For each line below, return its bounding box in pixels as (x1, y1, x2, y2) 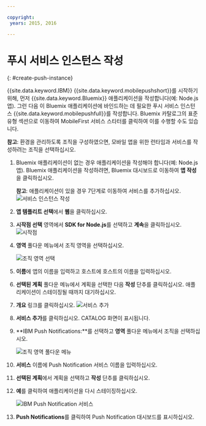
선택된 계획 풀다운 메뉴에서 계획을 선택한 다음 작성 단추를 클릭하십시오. (15, 281, 185, 288)
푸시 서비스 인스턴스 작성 (7, 53, 124, 67)
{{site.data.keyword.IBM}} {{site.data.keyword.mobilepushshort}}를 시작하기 (7, 87, 198, 94)
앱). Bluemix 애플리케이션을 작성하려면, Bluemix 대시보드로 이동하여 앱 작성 (15, 167, 197, 174)
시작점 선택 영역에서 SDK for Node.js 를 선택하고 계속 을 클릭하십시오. (15, 221, 182, 229)
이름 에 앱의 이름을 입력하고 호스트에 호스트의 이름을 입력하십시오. (15, 268, 172, 275)
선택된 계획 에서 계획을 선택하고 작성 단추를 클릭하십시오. (15, 375, 150, 382)
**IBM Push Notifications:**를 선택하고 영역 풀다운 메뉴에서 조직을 (15, 327, 180, 335)
